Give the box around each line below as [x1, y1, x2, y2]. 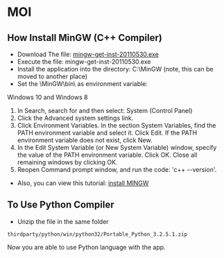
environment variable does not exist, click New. [17, 136, 153, 144]
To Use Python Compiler [7, 199, 114, 211]
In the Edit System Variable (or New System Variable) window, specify [17, 144, 217, 151]
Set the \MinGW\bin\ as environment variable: [17, 80, 148, 87]
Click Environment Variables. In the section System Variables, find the [17, 121, 216, 129]
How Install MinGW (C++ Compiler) [7, 32, 163, 44]
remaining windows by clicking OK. [17, 158, 118, 166]
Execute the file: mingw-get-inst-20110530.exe [17, 58, 151, 66]
